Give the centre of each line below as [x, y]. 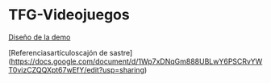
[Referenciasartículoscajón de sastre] [71, 52]
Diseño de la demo [40, 37]
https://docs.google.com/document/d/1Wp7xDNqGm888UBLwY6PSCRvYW [137, 61]
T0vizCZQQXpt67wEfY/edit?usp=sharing [77, 69]
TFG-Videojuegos [69, 15]
